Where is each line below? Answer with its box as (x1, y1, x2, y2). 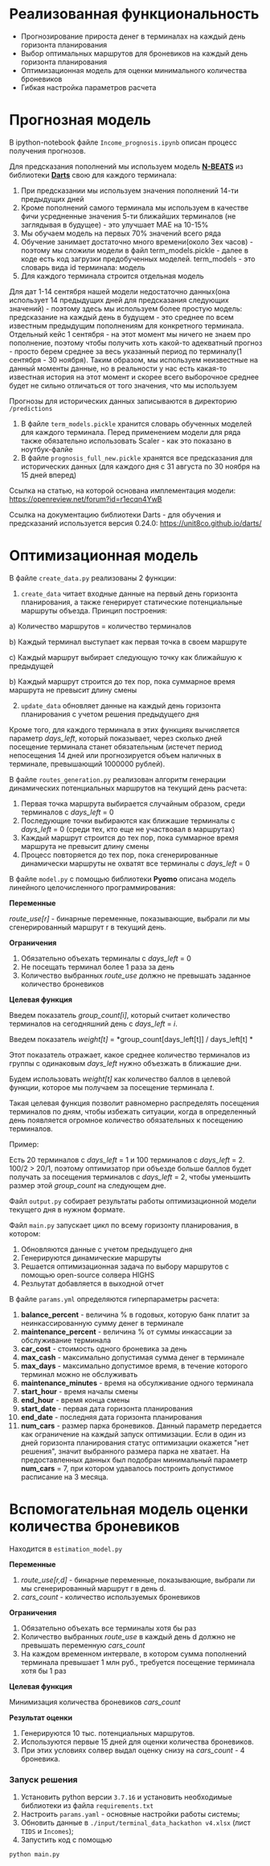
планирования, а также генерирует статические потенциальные (20, 597, 243, 607)
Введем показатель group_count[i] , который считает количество (9, 1010, 231, 1019)
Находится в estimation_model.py (9, 1544, 123, 1553)
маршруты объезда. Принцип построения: (20, 605, 168, 615)
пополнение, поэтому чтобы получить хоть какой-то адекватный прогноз (9, 338, 263, 347)
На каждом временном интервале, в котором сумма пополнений (20, 1649, 247, 1659)
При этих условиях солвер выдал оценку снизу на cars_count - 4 (20, 1745, 245, 1755)
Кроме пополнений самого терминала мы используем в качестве (20, 203, 249, 212)
